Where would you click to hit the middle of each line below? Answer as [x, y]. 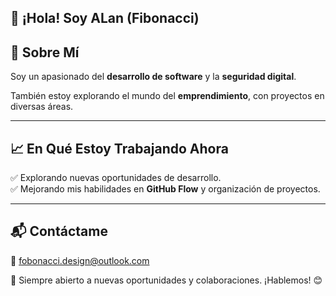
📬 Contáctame [59, 231]
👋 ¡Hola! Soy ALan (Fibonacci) [105, 18]
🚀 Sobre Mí [45, 52]
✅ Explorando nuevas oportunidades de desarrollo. [116, 178]
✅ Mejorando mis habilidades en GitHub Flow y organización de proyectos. [165, 189]
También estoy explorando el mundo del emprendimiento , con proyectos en [167, 96]
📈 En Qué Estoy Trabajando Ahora [119, 148]
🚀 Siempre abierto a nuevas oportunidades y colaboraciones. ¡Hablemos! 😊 [166, 280]
